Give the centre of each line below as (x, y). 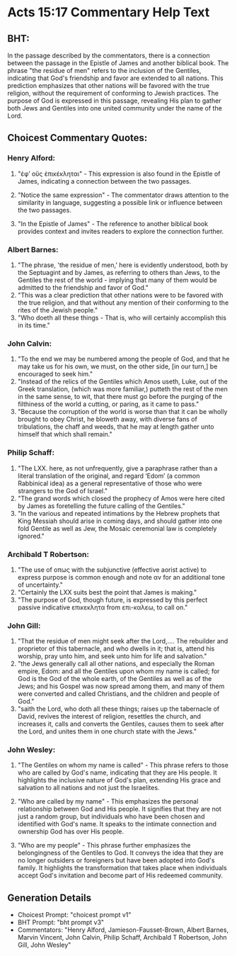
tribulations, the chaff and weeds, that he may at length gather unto (116, 427)
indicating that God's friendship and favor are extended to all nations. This (116, 78)
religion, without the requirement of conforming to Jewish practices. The (113, 93)
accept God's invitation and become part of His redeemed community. (120, 875)
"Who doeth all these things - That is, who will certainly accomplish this (122, 317)
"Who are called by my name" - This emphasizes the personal (108, 802)
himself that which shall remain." (65, 434)
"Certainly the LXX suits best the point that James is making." (107, 592)
